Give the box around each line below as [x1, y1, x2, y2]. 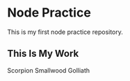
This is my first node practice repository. [7, 28, 124, 36]
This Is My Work [7, 48, 79, 60]
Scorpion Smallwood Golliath [7, 66, 90, 74]
